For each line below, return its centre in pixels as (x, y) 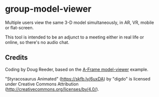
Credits (17, 58)
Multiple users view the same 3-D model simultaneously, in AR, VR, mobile (79, 22)
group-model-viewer (48, 9)
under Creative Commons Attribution (42, 84)
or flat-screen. (19, 27)
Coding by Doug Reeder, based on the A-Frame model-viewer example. (77, 69)
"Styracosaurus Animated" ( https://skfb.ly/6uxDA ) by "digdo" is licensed (78, 78)
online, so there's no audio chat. (37, 42)
